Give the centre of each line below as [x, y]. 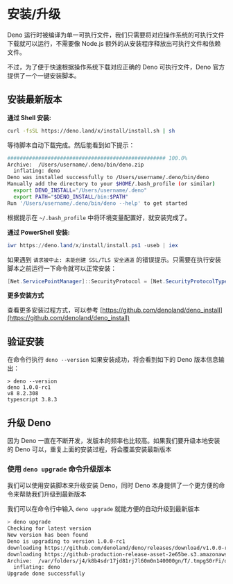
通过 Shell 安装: [29, 117]
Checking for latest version [49, 528]
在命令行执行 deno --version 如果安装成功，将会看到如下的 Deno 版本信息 [113, 360]
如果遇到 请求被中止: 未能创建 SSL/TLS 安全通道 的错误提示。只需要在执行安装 [114, 259]
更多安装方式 [25, 295]
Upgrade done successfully [46, 574]
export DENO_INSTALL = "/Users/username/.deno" [80, 190]
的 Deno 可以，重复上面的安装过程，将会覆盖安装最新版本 [89, 449]
